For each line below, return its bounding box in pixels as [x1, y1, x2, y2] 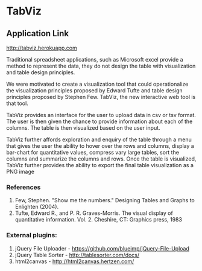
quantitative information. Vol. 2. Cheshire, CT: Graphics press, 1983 [14, 216, 183, 223]
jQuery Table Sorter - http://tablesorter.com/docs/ [14, 251, 140, 258]
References [6, 183, 41, 191]
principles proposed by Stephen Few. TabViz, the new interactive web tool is [6, 94, 196, 100]
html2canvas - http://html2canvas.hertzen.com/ [14, 258, 134, 265]
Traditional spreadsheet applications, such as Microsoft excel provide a [6, 56, 183, 63]
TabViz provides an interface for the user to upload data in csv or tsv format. [6, 112, 196, 118]
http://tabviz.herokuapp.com [6, 44, 77, 51]
